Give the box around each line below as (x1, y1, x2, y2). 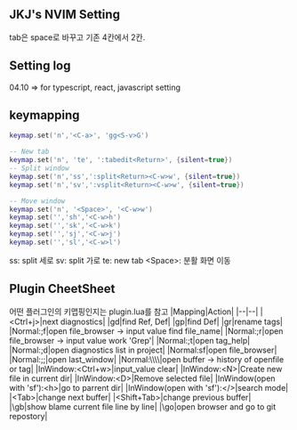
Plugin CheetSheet (9, 281, 116, 296)
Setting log (9, 58, 71, 74)
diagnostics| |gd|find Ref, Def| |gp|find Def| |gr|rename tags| (60, 316, 283, 327)
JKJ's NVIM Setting (9, 7, 120, 22)
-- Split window (9, 164, 69, 173)
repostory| (9, 410, 48, 421)
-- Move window (9, 196, 66, 206)
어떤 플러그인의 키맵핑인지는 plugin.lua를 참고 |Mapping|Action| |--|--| (9, 306, 259, 317)
